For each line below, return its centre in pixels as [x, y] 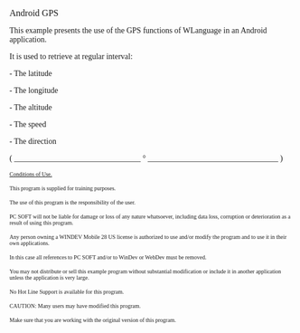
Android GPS [34, 13]
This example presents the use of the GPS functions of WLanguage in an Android [138, 31]
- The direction [33, 141]
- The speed [28, 124]
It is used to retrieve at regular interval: [71, 57]
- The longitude [34, 90]
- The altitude [31, 108]
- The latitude [31, 73]
